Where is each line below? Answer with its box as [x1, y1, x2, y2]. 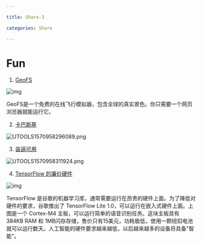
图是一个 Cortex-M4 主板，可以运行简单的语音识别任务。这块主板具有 [6, 210, 180, 217]
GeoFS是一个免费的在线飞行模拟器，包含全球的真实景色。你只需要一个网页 [6, 100, 193, 108]
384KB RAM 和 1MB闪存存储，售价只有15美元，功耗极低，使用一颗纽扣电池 [6, 217, 194, 224]
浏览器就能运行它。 [6, 108, 54, 116]
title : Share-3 [6, 14, 45, 20]
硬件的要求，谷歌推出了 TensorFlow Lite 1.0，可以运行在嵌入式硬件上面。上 [6, 202, 194, 209]
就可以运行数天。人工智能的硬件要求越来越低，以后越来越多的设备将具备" [6, 225, 189, 232]
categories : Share [6, 25, 53, 31]
